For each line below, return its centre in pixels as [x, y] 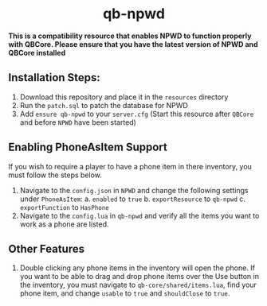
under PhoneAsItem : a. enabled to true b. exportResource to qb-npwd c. [132, 199]
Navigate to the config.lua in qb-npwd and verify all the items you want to [139, 215]
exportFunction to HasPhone [65, 207]
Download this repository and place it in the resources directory [124, 97]
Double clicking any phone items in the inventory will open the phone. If [137, 268]
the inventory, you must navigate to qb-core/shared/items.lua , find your [138, 285]
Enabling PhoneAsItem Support [88, 147]
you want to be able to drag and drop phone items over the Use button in [139, 277]
